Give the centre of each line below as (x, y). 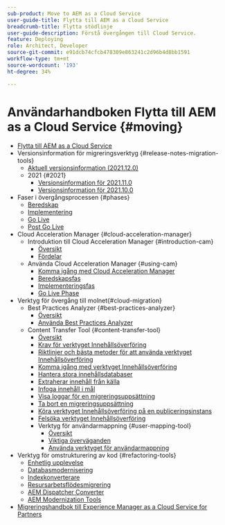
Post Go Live (46, 227)
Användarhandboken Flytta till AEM (112, 112)
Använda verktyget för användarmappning (109, 448)
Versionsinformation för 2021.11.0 (85, 183)
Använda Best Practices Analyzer (85, 322)
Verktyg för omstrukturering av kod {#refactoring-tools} (97, 456)
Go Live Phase (58, 293)
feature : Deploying (35, 40)
